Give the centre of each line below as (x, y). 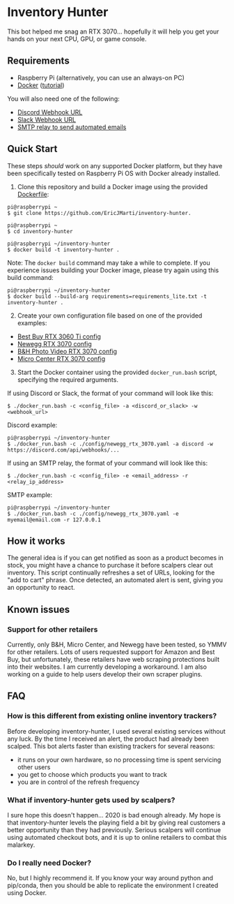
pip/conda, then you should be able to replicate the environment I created (113, 886)
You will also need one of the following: (63, 98)
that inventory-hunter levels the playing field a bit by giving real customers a (116, 823)
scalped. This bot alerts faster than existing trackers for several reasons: (111, 746)
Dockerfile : (33, 194)
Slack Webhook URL (47, 119)
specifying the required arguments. (68, 379)
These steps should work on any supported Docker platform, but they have (115, 165)
